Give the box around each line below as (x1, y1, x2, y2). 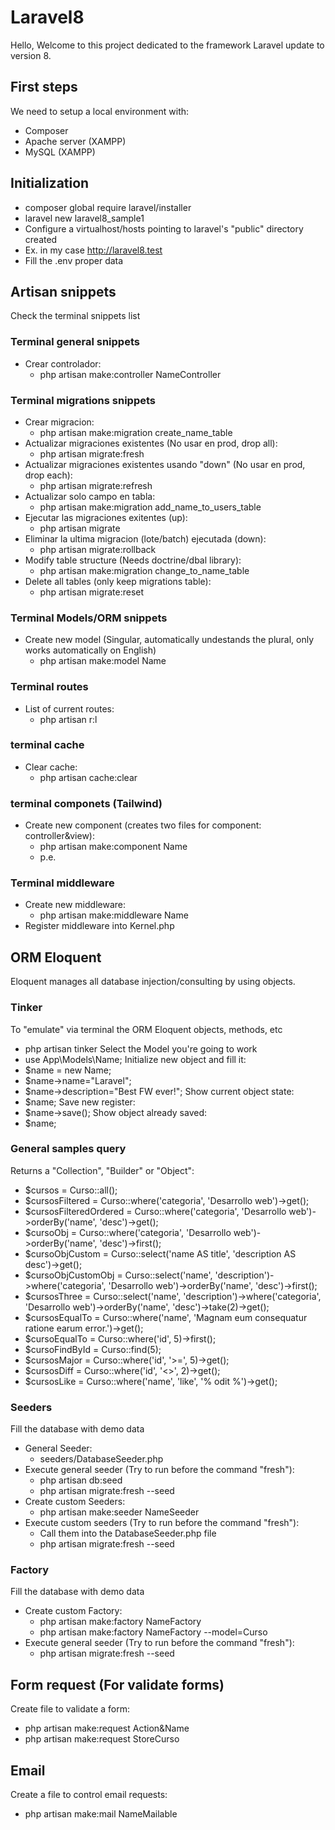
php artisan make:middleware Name (39, 909, 189, 921)
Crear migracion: (24, 416, 95, 428)
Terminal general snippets (10, 335, 140, 349)
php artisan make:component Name (39, 841, 188, 853)
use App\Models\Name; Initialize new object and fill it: (24, 1053, 247, 1065)
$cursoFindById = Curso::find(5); (24, 1343, 162, 1355)
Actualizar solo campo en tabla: (24, 490, 156, 502)
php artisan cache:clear (39, 771, 138, 783)
